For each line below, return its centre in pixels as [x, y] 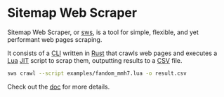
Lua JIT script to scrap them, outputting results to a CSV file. [95, 60]
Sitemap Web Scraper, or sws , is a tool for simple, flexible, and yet [103, 32]
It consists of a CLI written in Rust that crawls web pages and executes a [112, 53]
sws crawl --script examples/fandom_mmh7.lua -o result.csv [97, 73]
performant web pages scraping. [55, 39]
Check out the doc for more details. [59, 87]
